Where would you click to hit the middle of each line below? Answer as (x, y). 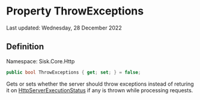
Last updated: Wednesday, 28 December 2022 (64, 28)
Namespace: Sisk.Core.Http (41, 61)
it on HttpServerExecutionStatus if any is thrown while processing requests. (100, 90)
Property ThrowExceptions (75, 11)
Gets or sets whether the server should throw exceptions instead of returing (100, 84)
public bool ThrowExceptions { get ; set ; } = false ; (74, 72)
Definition (25, 47)
